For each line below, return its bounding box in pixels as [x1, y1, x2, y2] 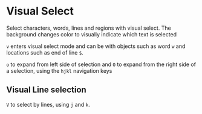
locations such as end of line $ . [6, 49, 83, 56]
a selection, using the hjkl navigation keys [6, 67, 112, 74]
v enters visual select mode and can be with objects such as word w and [6, 42, 186, 50]
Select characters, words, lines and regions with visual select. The [6, 24, 171, 32]
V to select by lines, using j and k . [6, 101, 91, 108]
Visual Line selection [6, 85, 86, 95]
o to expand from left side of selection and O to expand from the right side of [6, 61, 197, 68]
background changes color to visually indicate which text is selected [6, 30, 177, 38]
